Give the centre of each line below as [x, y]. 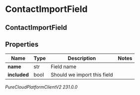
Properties [22, 44]
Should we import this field [82, 75]
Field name [64, 67]
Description [82, 58]
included [18, 75]
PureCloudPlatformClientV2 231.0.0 [41, 87]
